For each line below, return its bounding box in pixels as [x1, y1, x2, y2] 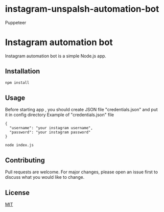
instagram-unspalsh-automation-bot [5, 3, 159, 15]
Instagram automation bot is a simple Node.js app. [5, 53, 107, 59]
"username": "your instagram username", [9, 126, 93, 131]
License [5, 188, 30, 197]
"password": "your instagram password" [9, 130, 91, 135]
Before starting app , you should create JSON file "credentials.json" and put [5, 107, 158, 113]
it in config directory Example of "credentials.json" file [5, 112, 114, 118]
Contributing [5, 156, 45, 165]
